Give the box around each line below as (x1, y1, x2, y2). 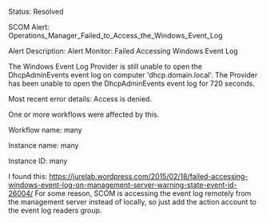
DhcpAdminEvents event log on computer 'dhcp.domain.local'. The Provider (8, 70, 258, 79)
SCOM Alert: (8, 22, 50, 31)
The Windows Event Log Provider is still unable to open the (8, 62, 202, 71)
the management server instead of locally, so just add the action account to (8, 197, 257, 206)
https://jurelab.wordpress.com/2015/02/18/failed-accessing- (49, 172, 248, 181)
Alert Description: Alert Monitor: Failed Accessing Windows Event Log (8, 46, 238, 55)
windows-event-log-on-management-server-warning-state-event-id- (8, 180, 237, 189)
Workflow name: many (8, 125, 82, 134)
